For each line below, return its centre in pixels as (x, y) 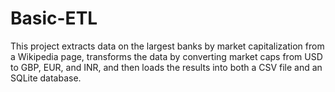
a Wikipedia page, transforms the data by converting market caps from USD (166, 56)
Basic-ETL (54, 18)
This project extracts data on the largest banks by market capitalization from (167, 46)
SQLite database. (46, 78)
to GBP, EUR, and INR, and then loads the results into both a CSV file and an (166, 67)
